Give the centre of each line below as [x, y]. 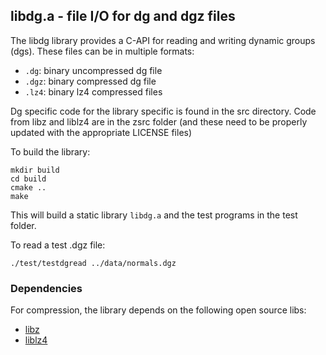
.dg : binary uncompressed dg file [93, 70]
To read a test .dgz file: [58, 245]
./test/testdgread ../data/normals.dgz [93, 263]
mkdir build [35, 170]
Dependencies [46, 288]
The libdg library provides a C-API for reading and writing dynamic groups [163, 40]
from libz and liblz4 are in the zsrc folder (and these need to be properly [159, 121]
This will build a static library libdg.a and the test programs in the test [154, 215]
